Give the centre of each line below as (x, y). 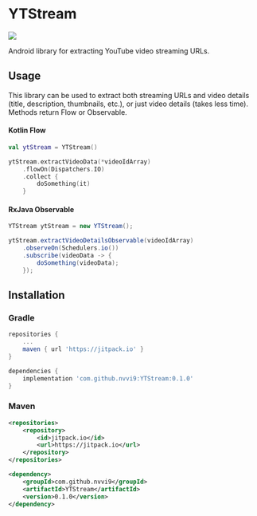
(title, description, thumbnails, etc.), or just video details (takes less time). (128, 104)
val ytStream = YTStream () (53, 147)
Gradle (21, 317)
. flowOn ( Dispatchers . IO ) (64, 169)
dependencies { (33, 371)
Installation (37, 295)
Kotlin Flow (27, 130)
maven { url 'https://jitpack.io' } (84, 349)
